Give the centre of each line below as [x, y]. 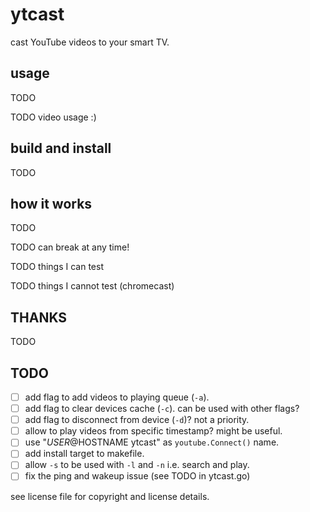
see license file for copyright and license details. [110, 496]
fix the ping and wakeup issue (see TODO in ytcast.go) [137, 476]
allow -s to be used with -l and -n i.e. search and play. [137, 465]
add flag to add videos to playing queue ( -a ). [117, 397]
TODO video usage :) [53, 117]
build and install [61, 148]
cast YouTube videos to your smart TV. [90, 42]
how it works [51, 203]
